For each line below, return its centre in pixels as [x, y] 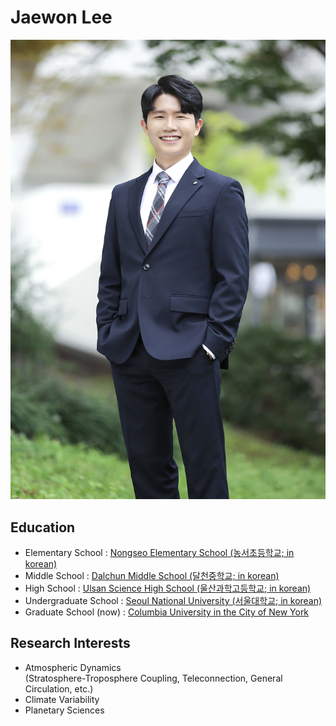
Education [43, 527]
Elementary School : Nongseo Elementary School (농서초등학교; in [159, 552]
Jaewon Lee [61, 17]
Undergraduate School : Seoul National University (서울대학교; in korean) [173, 600]
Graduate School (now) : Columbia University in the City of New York [167, 612]
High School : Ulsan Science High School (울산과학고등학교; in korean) [168, 588]
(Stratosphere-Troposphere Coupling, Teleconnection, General [153, 678]
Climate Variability [62, 699]
